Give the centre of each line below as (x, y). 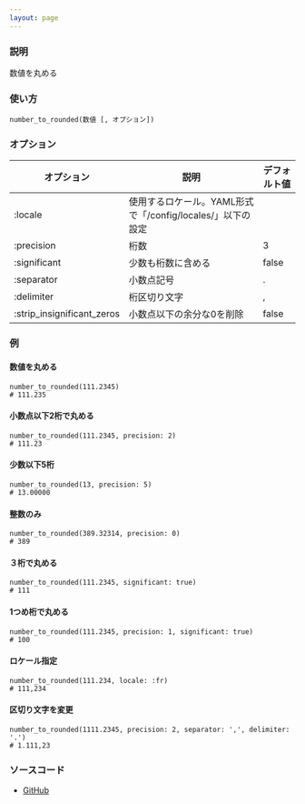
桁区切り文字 (156, 296)
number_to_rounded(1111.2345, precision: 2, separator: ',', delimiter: (150, 730)
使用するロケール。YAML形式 (191, 201)
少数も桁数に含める (170, 263)
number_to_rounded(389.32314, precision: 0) (95, 534)
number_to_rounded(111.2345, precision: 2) (93, 436)
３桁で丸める (33, 563)
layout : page (34, 18)
